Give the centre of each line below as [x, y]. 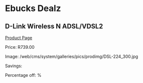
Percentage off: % [23, 75]
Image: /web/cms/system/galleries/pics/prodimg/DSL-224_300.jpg [71, 56]
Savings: [14, 66]
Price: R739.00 [20, 47]
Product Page [19, 38]
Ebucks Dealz [33, 8]
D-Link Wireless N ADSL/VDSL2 [54, 26]
